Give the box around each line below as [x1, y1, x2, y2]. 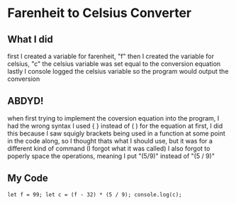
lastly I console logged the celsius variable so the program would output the [7, 67, 229, 75]
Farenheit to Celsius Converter [7, 5, 192, 21]
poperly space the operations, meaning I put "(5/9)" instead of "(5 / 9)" [7, 151, 215, 160]
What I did [7, 33, 53, 45]
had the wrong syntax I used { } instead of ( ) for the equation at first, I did [7, 121, 223, 130]
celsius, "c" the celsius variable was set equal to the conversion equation [7, 60, 221, 68]
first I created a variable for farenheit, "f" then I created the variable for [7, 52, 215, 60]
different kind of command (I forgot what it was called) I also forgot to [7, 144, 210, 153]
